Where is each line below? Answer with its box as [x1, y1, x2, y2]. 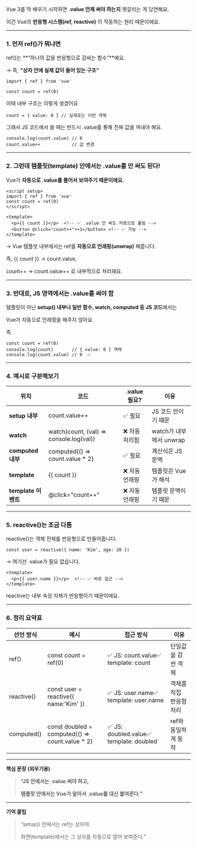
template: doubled [107, 737, 158, 745]
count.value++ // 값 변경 [6, 142, 95, 148]
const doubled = [47, 723, 93, 731]
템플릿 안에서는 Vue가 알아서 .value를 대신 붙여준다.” [20, 790, 142, 797]
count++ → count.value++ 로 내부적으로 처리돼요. [6, 267, 123, 275]
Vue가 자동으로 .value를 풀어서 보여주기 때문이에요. [6, 176, 124, 183]
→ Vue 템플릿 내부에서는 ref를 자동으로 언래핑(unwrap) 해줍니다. [6, 242, 157, 249]
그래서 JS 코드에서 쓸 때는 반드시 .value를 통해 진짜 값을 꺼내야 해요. [6, 123, 162, 131]
